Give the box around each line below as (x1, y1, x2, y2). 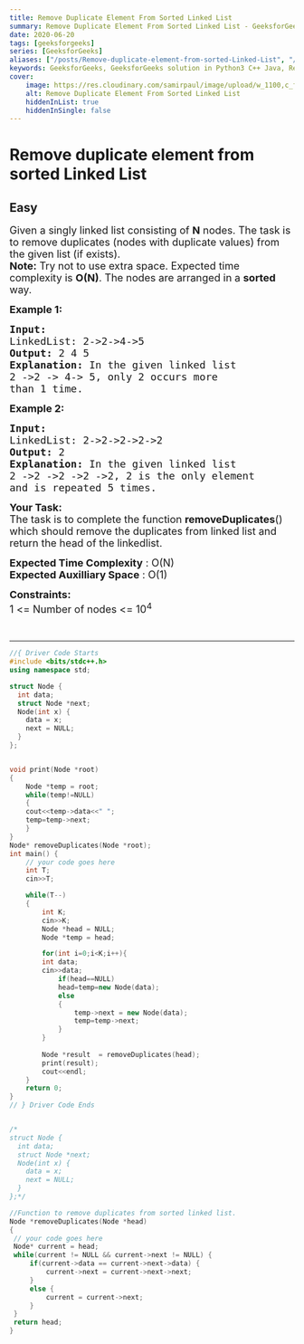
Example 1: (9, 303, 63, 317)
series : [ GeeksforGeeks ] (9, 47, 103, 56)
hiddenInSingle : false (25, 106, 111, 115)
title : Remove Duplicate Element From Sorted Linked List (9, 13, 233, 23)
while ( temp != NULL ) (25, 790, 95, 799)
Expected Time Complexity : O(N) (9, 557, 175, 570)
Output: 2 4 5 (9, 347, 90, 360)
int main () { (9, 849, 59, 858)
